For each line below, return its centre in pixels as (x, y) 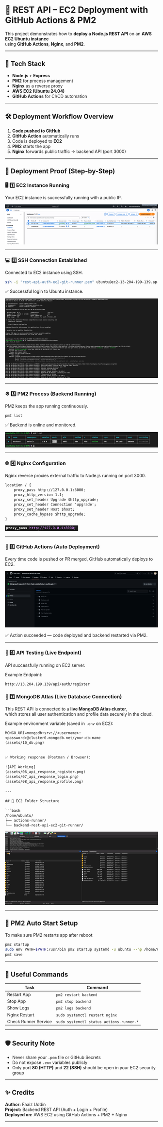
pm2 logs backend (73, 1009)
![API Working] (20, 767)
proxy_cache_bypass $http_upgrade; (50, 514)
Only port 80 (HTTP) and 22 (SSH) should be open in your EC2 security (84, 1068)
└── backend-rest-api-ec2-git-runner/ (44, 825)
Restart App (19, 994)
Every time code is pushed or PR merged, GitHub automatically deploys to (79, 559)
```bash (13, 811)
